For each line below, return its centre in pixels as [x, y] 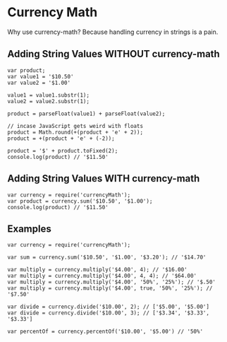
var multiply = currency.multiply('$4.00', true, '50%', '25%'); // [110, 288]
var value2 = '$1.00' [39, 83]
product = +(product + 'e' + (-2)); [61, 138]
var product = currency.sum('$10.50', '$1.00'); [80, 201]
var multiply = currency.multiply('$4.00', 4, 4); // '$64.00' [102, 276]
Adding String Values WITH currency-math [104, 178]
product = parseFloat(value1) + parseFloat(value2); [86, 114]
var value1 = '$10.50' [41, 76]
